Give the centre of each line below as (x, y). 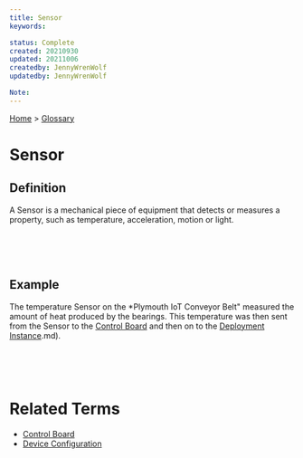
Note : (19, 92)
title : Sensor (36, 18)
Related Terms (65, 409)
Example (34, 285)
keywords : (28, 26)
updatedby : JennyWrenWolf (58, 76)
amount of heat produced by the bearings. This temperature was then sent (148, 316)
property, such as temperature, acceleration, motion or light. (122, 219)
